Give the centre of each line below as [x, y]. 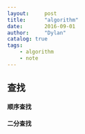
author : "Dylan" [37, 33]
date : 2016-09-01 [41, 26]
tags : [15, 45]
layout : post [32, 13]
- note [29, 58]
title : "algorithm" [43, 20]
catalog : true [28, 39]
